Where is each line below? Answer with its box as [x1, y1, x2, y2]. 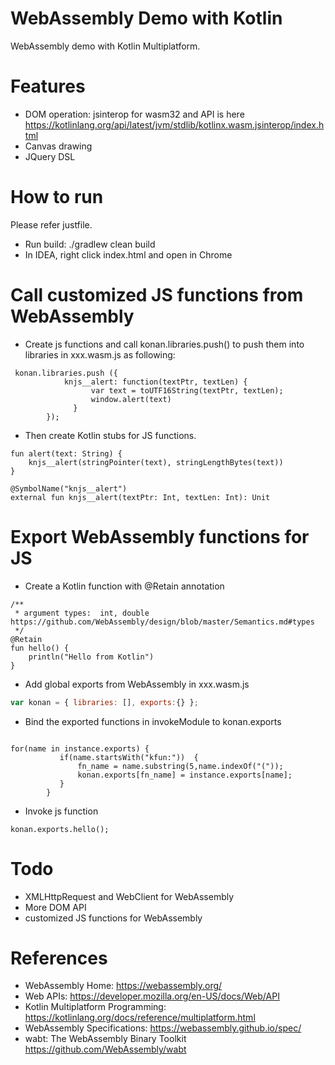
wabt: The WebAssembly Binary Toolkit [24, 1033, 187, 1045]
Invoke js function [24, 805, 99, 817]
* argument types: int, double [14, 608, 150, 618]
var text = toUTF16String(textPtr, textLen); [90, 385, 284, 396]
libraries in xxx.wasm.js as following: [24, 348, 176, 361]
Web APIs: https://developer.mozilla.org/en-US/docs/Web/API [24, 990, 280, 1002]
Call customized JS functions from [10, 284, 304, 306]
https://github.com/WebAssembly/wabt [24, 1043, 187, 1056]
